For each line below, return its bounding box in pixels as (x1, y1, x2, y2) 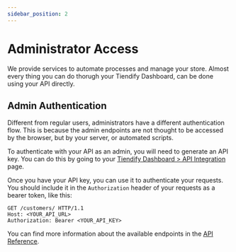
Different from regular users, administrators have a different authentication (7, 118, 225, 127)
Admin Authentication (7, 100, 107, 112)
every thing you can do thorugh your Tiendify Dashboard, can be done (7, 71, 214, 80)
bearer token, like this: (7, 191, 72, 200)
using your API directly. (7, 79, 76, 88)
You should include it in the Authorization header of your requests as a (7, 183, 215, 192)
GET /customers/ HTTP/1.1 (7, 205, 84, 212)
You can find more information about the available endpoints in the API (7, 229, 214, 238)
